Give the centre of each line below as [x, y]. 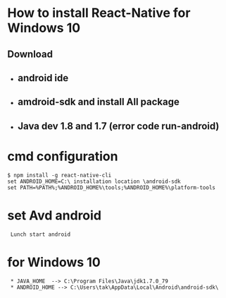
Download [30, 54]
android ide [43, 78]
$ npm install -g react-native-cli [59, 175]
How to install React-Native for [99, 13]
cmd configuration [63, 156]
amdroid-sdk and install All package [98, 102]
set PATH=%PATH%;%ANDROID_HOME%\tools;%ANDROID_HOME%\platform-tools [112, 187]
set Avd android [55, 215]
